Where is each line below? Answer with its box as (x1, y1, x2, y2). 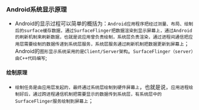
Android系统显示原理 (6, 5, 67, 13)
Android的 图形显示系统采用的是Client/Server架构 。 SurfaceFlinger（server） (14, 48, 194, 55)
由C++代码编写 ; (14, 54, 47, 62)
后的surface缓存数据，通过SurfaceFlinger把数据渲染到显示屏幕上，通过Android (14, 28, 192, 34)
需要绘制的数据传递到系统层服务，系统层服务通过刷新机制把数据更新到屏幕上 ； (23, 40, 189, 47)
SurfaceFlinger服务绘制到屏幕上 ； (14, 97, 94, 104)
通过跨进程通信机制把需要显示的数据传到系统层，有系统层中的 (32, 91, 163, 97)
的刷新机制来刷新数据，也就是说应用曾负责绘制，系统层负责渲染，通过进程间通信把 (14, 34, 189, 40)
